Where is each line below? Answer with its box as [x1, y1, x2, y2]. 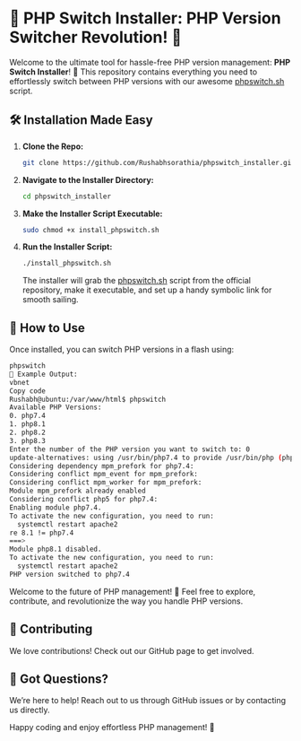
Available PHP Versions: [9, 403, 102, 412]
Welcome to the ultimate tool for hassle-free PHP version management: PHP [9, 57, 291, 67]
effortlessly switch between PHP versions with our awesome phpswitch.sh [9, 75, 285, 86]
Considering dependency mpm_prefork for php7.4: [9, 461, 194, 470]
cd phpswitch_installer [21, 192, 112, 201]
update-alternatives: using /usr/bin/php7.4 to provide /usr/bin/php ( [9, 453, 282, 462]
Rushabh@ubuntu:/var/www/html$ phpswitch [9, 395, 167, 404]
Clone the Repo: [21, 141, 83, 152]
